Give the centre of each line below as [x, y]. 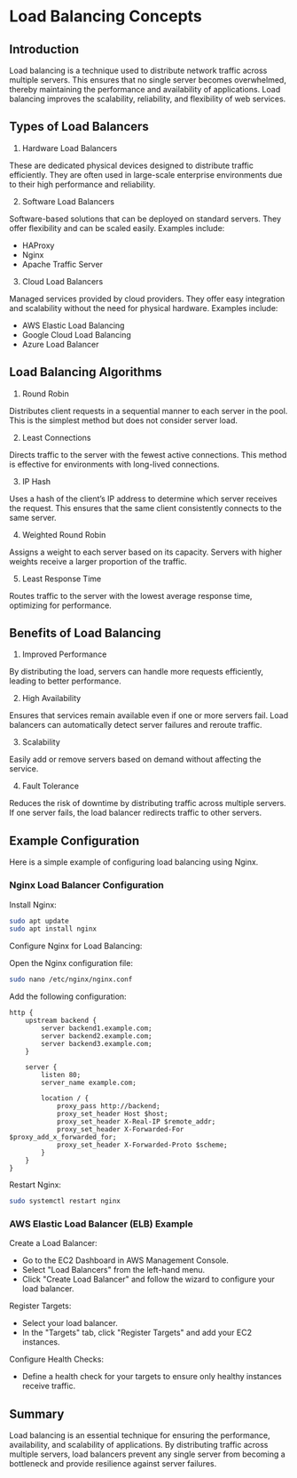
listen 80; [61, 1075]
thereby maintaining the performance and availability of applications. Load [145, 89]
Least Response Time [62, 579]
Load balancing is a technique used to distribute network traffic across [138, 70]
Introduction [44, 49]
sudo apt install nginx [53, 929]
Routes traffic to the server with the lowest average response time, [131, 595]
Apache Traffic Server [63, 264]
